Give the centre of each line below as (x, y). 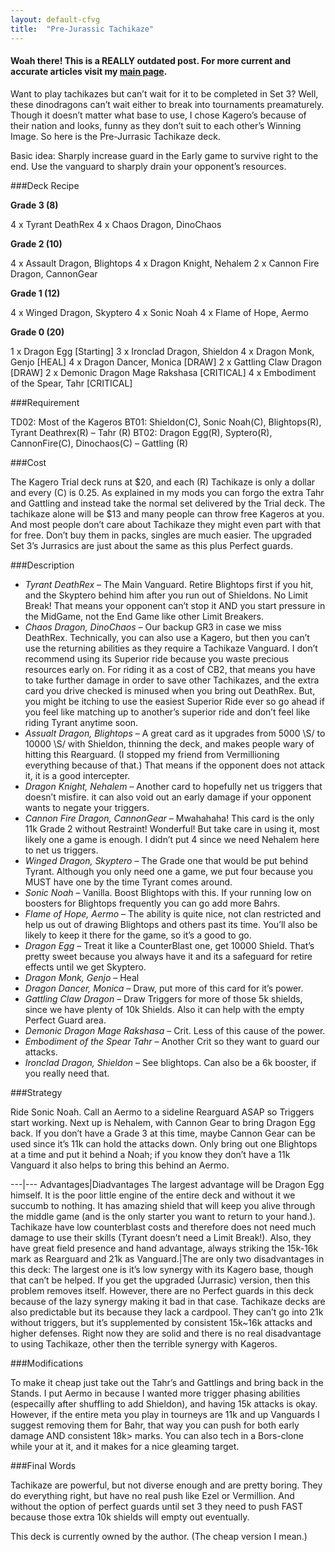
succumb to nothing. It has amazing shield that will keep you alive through (163, 1205)
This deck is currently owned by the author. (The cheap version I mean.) (159, 1536)
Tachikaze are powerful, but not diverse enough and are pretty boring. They (166, 1485)
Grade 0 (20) (37, 332)
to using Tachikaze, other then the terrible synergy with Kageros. (144, 1343)
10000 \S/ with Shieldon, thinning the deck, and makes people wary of (169, 743)
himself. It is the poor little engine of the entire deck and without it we (153, 1195)
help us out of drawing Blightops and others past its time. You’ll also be (171, 924)
